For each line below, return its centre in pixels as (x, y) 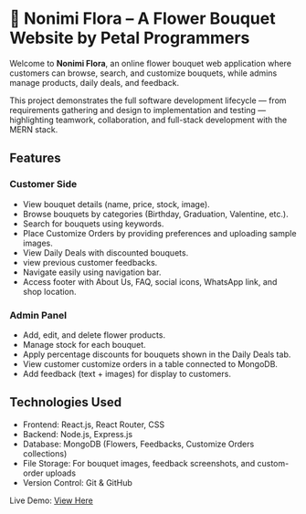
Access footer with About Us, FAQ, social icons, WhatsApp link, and (150, 281)
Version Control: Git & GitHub (77, 482)
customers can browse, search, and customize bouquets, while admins (143, 73)
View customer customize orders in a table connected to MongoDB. (150, 363)
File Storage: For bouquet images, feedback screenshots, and (139, 463)
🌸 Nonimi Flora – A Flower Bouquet (142, 19)
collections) (45, 453)
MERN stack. (34, 129)
